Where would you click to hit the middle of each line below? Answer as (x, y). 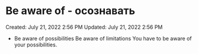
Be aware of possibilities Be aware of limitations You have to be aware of (103, 38)
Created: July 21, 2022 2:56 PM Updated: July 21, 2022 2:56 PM (84, 27)
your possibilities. (36, 45)
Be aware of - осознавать (71, 11)
